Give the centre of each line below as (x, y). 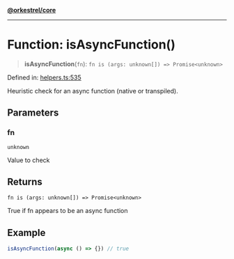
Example (26, 233)
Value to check (29, 160)
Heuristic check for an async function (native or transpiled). (93, 91)
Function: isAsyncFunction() (91, 45)
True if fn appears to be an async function (68, 211)
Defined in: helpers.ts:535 (44, 77)
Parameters (33, 113)
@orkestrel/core (32, 10)
